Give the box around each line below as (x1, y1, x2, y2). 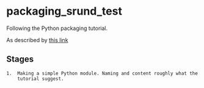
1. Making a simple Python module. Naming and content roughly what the (6, 70, 199, 76)
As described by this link (6, 36, 68, 43)
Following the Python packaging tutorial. (6, 24, 108, 32)
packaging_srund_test (6, 4, 122, 18)
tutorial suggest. (17, 75, 64, 82)
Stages (6, 54, 34, 65)
